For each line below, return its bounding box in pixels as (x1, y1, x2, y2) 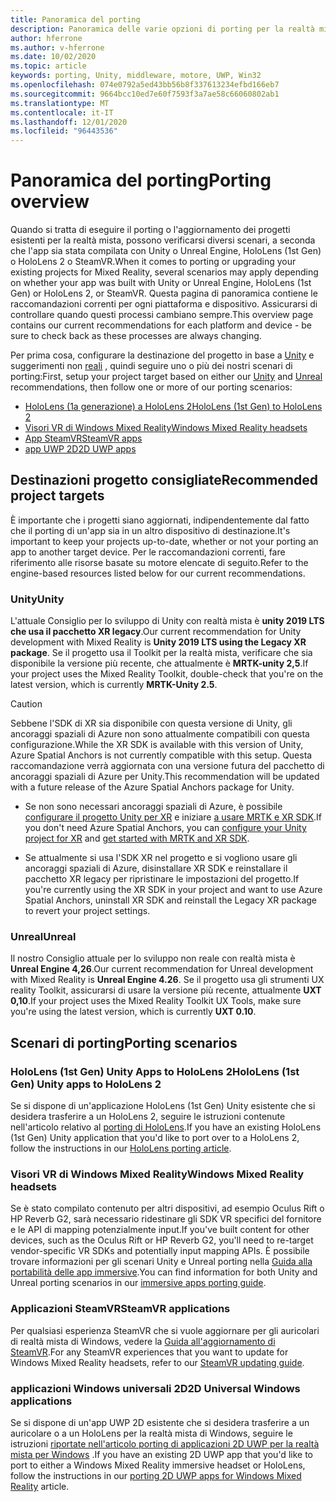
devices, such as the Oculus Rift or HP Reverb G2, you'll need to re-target (10, 1234, 314, 1246)
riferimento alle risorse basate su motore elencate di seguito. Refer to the (10, 556, 309, 568)
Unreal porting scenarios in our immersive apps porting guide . (10, 1277, 267, 1289)
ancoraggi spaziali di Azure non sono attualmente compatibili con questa (10, 728, 310, 740)
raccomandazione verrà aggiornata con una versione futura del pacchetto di (10, 760, 325, 772)
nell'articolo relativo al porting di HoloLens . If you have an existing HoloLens (10, 1121, 322, 1133)
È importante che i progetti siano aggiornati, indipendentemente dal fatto (10, 514, 310, 526)
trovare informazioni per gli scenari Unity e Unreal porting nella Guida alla (10, 1256, 313, 1268)
